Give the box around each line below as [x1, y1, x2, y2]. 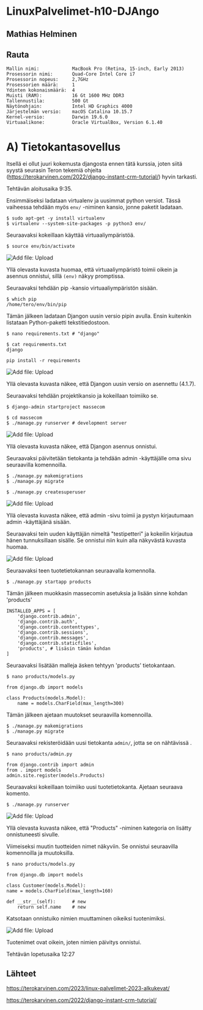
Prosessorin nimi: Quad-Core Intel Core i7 [6, 71, 136, 77]
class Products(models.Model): [6, 695, 86, 701]
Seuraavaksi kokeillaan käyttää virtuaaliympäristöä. [6, 231, 135, 239]
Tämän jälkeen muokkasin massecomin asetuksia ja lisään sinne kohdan [6, 590, 188, 597]
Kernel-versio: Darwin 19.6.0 [6, 114, 108, 120]
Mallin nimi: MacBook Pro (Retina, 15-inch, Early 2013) [6, 66, 185, 72]
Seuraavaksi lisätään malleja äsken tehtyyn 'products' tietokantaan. [6, 661, 176, 669]
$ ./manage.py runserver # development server [6, 420, 127, 426]
